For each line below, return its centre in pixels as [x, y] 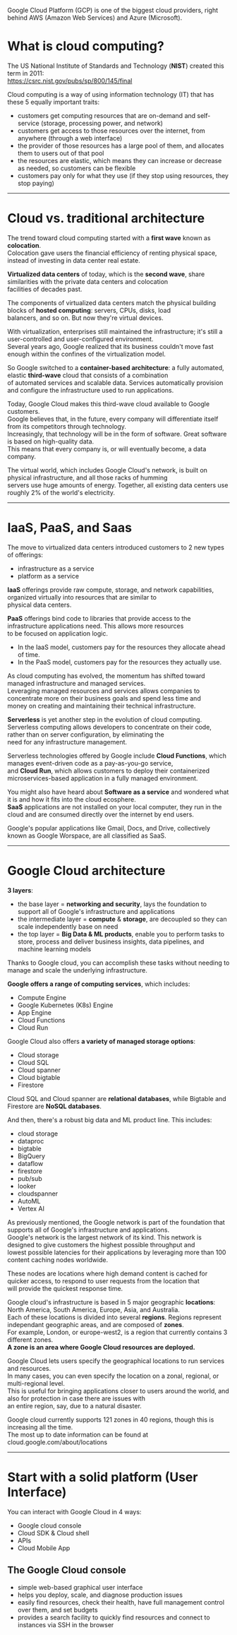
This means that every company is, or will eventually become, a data [107, 448]
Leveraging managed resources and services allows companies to [103, 691]
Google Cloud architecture [86, 871]
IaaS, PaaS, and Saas [70, 528]
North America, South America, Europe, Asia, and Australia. [93, 1309]
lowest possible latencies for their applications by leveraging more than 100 [117, 1252]
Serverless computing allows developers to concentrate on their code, [109, 727]
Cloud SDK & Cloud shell [53, 1533]
